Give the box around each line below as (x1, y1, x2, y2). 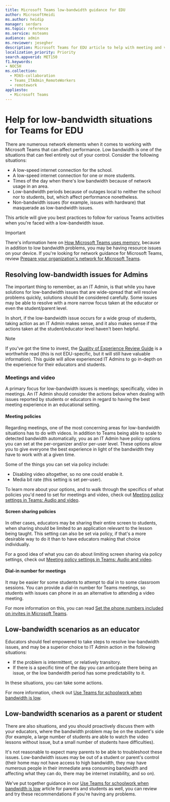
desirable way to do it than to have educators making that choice (5, 536, 141, 542)
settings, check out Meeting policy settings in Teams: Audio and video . (5, 556, 153, 562)
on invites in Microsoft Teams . (5, 610, 68, 617)
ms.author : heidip (5, 17, 44, 22)
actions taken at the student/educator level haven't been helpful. (5, 326, 140, 332)
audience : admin (5, 36, 39, 41)
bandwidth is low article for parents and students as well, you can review (5, 785, 157, 791)
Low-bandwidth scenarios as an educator (5, 625, 140, 634)
